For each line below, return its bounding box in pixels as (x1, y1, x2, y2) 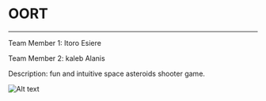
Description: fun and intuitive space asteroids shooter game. (8, 69, 206, 78)
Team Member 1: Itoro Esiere (8, 38, 101, 47)
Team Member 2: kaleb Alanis (8, 53, 105, 63)
